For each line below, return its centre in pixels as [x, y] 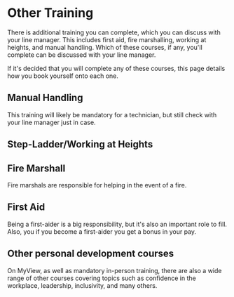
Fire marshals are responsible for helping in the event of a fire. [97, 185]
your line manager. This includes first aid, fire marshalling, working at [107, 39]
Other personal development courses [91, 254]
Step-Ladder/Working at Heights [80, 144]
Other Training [50, 13]
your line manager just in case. [51, 122]
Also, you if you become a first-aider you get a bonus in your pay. [102, 231]
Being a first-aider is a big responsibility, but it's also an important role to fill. [117, 224]
